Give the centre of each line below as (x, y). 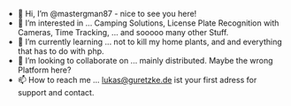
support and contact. (56, 92)
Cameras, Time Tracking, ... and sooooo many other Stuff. (123, 32)
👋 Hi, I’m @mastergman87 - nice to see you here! (107, 14)
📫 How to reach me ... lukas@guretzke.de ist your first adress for (137, 80)
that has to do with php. (61, 51)
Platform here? (44, 70)
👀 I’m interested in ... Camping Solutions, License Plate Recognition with (148, 23)
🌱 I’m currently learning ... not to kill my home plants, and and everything (150, 42)
